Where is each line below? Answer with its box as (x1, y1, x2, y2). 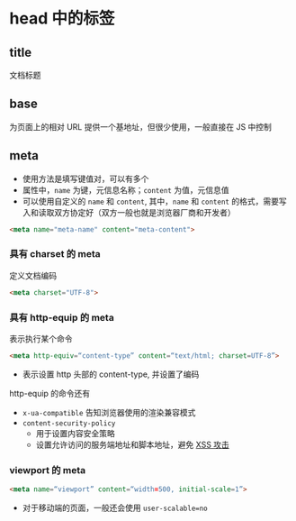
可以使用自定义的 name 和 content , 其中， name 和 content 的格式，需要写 (22, 196, 287, 206)
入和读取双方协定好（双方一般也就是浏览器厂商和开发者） (22, 206, 236, 217)
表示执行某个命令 (9, 333, 73, 343)
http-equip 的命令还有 (9, 388, 91, 398)
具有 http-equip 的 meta (9, 311, 114, 324)
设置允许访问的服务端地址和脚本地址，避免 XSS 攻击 (35, 439, 229, 450)
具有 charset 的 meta (9, 248, 101, 260)
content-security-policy (22, 418, 116, 428)
